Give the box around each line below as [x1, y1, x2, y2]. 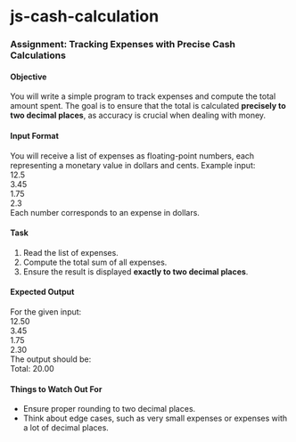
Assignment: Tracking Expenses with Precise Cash [10, 38, 235, 51]
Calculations [10, 49, 66, 61]
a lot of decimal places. [22, 422, 110, 433]
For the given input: [10, 306, 82, 317]
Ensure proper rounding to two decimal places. [22, 404, 196, 414]
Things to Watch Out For [10, 383, 103, 394]
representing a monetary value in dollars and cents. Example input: [10, 160, 256, 170]
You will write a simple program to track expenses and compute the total [10, 91, 276, 102]
